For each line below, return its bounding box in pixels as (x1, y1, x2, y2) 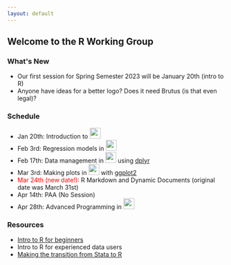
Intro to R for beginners (17, 235, 84, 244)
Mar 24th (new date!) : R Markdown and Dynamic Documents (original (17, 176, 216, 184)
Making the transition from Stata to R (17, 250, 122, 258)
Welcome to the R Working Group (7, 36, 154, 48)
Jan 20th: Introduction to (17, 132, 89, 140)
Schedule (7, 111, 40, 121)
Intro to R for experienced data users (17, 243, 122, 251)
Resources (7, 219, 44, 229)
